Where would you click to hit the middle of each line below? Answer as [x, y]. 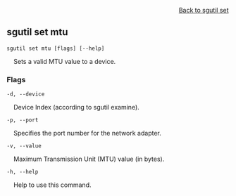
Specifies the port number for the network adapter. [87, 133]
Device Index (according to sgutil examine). [76, 107]
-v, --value [24, 146]
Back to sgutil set [204, 10]
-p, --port [23, 120]
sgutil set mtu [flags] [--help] [56, 48]
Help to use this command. [52, 185]
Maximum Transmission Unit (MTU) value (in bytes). [89, 159]
